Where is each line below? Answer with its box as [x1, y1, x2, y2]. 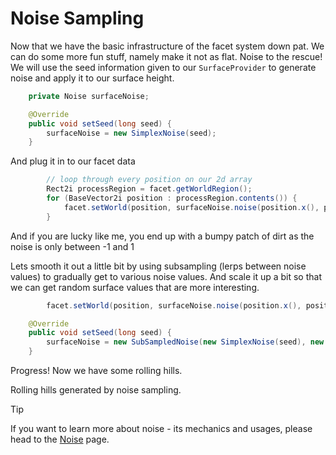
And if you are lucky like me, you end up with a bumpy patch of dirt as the [10, 230, 315, 242]
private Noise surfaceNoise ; [28, 91, 150, 101]
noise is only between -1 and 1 [10, 240, 135, 252]
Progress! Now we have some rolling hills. [10, 365, 183, 377]
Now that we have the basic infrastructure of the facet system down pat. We [10, 40, 325, 52]
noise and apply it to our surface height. [10, 72, 175, 84]
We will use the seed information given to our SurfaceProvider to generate [10, 61, 317, 73]
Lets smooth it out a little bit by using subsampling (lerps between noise [10, 260, 307, 272]
